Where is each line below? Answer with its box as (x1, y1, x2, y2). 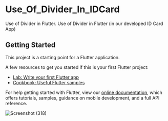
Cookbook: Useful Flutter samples (12, 79, 85, 85)
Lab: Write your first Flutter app (12, 74, 79, 80)
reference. (5, 100, 27, 106)
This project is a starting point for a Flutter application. (5, 54, 120, 60)
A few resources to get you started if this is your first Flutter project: (5, 64, 149, 70)
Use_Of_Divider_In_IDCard (5, 4, 120, 15)
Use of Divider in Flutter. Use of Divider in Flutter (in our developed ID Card (5, 20, 163, 27)
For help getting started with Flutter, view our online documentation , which (5, 89, 163, 95)
